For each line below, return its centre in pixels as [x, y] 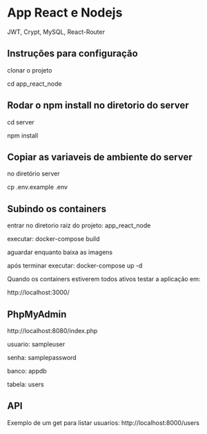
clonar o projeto [30, 70]
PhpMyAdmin [37, 314]
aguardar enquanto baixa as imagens [60, 252]
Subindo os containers [57, 209]
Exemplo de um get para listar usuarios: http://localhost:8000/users [103, 422]
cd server [21, 122]
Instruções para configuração [72, 54]
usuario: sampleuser [36, 344]
